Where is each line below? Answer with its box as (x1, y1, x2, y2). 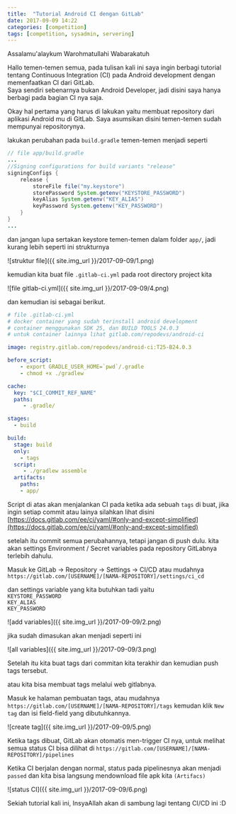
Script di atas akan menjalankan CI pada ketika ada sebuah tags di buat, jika (7, 500, 229, 508)
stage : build (13, 441, 52, 448)
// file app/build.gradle (7, 150, 84, 157)
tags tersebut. (7, 666, 48, 674)
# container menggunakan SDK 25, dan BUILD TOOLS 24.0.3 (7, 324, 179, 332)
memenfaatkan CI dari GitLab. (7, 79, 95, 87)
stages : (7, 416, 30, 423)
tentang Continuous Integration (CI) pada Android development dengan (7, 71, 215, 79)
